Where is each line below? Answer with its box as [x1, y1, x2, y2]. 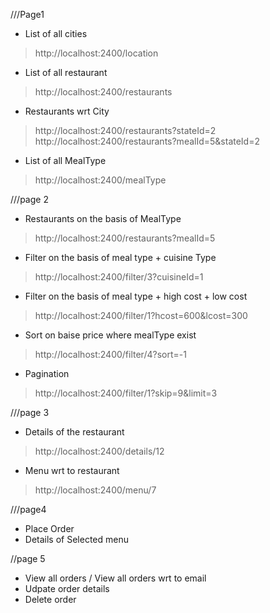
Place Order [24, 523, 75, 534]
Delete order [24, 594, 77, 605]
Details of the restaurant [24, 426, 125, 438]
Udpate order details [24, 583, 110, 594]
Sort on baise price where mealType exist [24, 329, 197, 341]
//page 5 [10, 553, 46, 564]
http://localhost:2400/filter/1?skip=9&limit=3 [34, 387, 218, 399]
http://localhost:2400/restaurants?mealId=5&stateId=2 [34, 135, 260, 147]
